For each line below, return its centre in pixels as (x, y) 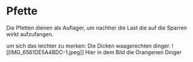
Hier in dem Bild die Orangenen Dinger (134, 52)
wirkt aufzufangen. (30, 34)
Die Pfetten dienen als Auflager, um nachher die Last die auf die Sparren (96, 28)
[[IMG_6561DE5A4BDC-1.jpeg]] (45, 52)
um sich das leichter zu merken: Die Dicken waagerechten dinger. (89, 46)
